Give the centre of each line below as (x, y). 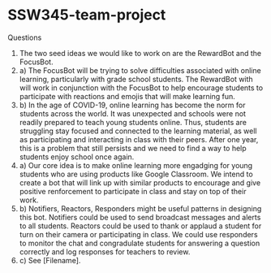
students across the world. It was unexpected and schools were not (133, 113)
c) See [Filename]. (50, 260)
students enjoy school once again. (77, 157)
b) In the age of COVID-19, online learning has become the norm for (132, 105)
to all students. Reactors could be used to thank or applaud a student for (140, 226)
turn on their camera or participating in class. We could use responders (138, 234)
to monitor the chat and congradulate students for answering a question (140, 243)
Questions (25, 37)
